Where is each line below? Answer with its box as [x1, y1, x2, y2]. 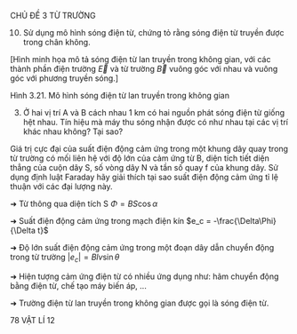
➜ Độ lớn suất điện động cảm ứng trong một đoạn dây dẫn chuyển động [10, 243, 275, 252]
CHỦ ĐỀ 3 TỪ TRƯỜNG [10, 11, 96, 20]
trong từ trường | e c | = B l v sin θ [10, 251, 120, 264]
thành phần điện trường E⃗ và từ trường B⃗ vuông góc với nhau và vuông [10, 64, 278, 74]
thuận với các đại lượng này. [10, 181, 114, 192]
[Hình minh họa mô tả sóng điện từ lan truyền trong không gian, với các [10, 54, 271, 64]
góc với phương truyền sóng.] [10, 73, 119, 83]
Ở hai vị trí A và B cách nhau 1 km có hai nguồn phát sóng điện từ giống [22, 107, 285, 117]
